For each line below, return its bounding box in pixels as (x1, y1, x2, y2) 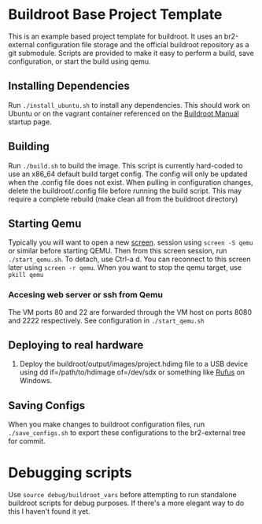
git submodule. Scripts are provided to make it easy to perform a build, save (8, 48, 254, 57)
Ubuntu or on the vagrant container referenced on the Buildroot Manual (8, 109, 240, 118)
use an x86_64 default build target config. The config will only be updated (8, 169, 248, 179)
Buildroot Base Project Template (8, 6, 223, 24)
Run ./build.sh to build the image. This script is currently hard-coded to (8, 161, 243, 170)
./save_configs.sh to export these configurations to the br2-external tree (8, 428, 246, 437)
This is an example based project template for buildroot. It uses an (8, 31, 223, 41)
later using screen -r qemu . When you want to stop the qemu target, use (8, 263, 242, 272)
